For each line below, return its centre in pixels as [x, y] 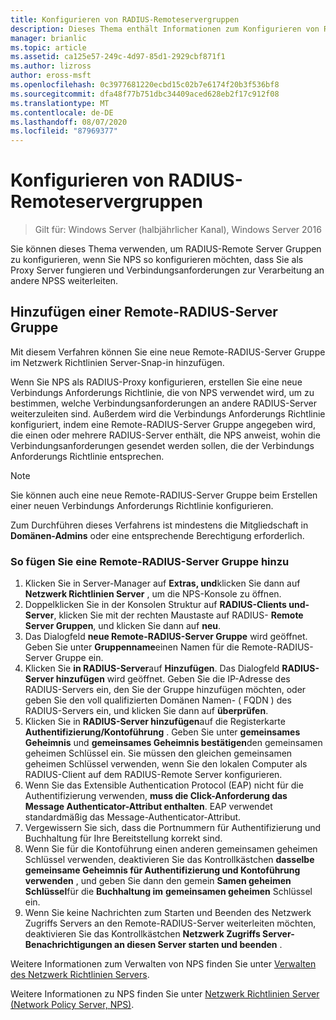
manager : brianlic [48, 38]
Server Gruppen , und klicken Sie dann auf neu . [123, 626]
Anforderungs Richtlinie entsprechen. [87, 456]
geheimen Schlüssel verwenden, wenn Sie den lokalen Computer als [166, 764]
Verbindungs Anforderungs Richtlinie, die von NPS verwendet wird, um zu [162, 392]
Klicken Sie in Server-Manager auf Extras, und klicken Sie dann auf [162, 583]
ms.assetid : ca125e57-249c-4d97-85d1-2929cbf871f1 [118, 57]
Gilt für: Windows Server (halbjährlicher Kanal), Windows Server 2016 [178, 230]
